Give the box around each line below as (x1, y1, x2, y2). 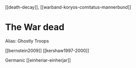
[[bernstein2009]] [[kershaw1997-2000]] (5, 47, 90, 54)
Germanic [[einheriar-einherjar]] (5, 57, 71, 63)
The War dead (5, 22, 65, 33)
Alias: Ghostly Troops (5, 38, 49, 44)
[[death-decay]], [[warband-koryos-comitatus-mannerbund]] (5, 4, 132, 10)
